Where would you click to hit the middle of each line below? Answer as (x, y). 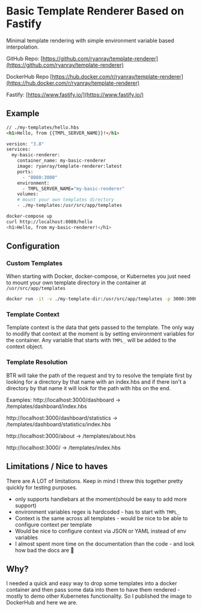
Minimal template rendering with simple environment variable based (90, 40)
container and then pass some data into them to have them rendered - (93, 590)
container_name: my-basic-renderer (62, 161)
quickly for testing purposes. (42, 487)
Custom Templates (35, 263)
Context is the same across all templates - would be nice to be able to (101, 518)
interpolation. (23, 47)
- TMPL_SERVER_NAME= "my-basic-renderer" (73, 189)
